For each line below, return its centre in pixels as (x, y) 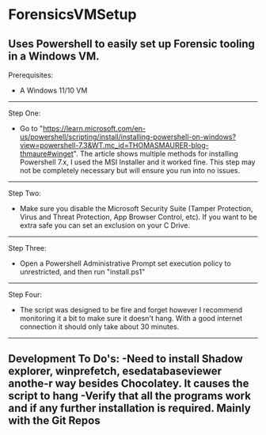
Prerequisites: (31, 75)
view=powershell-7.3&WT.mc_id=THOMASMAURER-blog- (114, 145)
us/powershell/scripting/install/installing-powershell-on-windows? (127, 137)
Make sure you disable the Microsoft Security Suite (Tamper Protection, (136, 208)
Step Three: (27, 248)
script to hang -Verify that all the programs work (130, 396)
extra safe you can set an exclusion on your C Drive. (105, 225)
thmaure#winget (46, 153)
